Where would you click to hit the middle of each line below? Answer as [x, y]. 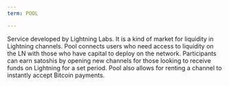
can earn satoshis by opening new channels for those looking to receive [109, 60]
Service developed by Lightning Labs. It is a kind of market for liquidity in [110, 39]
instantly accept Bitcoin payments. [56, 75]
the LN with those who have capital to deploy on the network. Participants [112, 53]
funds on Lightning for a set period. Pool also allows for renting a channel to [115, 68]
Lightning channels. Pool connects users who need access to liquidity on [111, 46]
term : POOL [23, 13]
